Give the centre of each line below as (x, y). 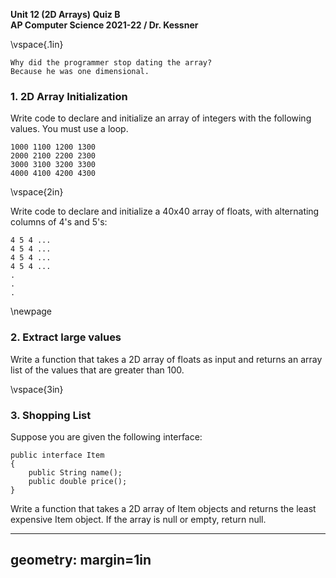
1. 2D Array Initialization (69, 96)
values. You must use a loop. (69, 129)
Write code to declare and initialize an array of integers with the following (161, 118)
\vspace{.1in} (37, 44)
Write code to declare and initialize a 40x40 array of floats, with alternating (165, 211)
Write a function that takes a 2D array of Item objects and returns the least (163, 508)
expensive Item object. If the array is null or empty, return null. (138, 519)
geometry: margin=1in (81, 560)
